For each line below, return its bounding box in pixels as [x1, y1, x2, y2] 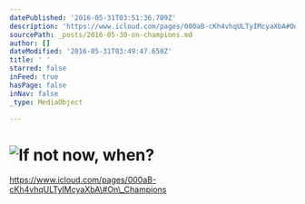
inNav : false [9, 89, 59, 98]
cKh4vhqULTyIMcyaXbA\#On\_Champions [9, 184, 167, 195]
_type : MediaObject [9, 97, 84, 107]
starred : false [9, 64, 67, 73]
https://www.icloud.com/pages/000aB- [9, 174, 157, 186]
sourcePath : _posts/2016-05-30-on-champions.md [9, 30, 193, 39]
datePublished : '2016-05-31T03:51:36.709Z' [9, 13, 177, 23]
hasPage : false [9, 81, 67, 90]
